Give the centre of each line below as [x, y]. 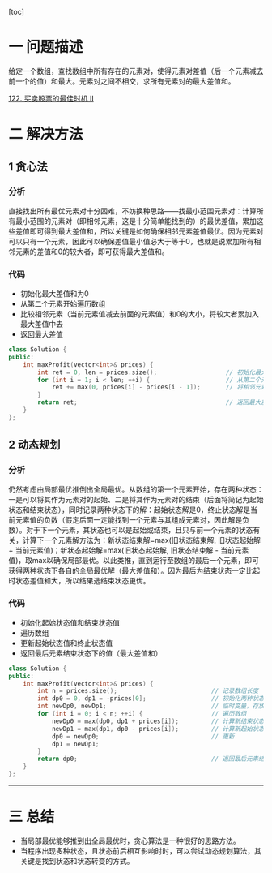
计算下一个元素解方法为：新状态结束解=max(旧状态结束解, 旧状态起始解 [142, 540]
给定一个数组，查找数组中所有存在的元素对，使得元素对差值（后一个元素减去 [136, 71]
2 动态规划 [34, 445]
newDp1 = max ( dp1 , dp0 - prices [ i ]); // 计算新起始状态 [158, 729]
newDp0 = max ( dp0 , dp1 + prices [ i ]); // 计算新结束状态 [158, 721]
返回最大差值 [41, 334]
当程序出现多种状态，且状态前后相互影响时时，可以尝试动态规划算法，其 [140, 850]
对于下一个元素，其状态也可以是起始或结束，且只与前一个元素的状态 [139, 530]
